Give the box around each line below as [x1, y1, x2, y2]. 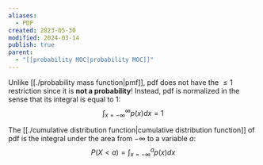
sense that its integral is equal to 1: [8, 94, 121, 104]
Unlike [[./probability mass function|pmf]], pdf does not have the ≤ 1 [8, 77, 234, 87]
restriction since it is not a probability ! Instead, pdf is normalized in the [8, 86, 240, 95]
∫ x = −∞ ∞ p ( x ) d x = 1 [102, 106, 164, 120]
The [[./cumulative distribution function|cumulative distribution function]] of [8, 125, 255, 135]
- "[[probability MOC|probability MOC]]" [15, 56, 154, 64]
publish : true [8, 41, 55, 49]
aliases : [8, 11, 37, 20]
